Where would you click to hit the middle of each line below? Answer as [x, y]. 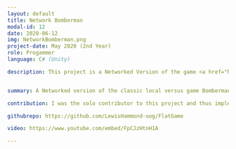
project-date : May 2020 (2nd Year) [59, 46]
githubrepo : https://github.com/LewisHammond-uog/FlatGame [96, 116]
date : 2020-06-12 [33, 33]
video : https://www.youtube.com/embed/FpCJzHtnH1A [83, 129]
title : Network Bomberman [45, 20]
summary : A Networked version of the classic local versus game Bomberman [119, 91]
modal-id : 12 [26, 27]
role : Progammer [31, 53]
